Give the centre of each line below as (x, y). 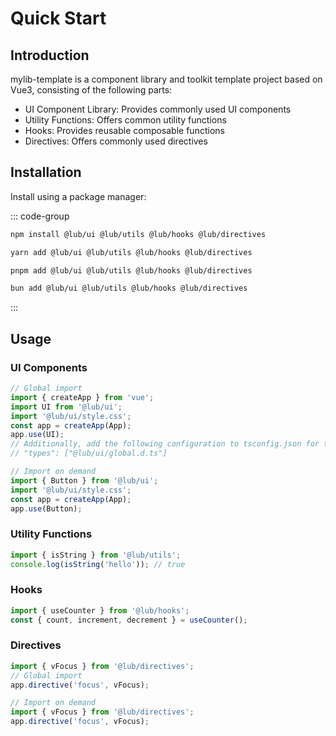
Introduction (50, 55)
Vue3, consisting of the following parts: (91, 90)
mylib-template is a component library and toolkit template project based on (166, 79)
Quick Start (58, 18)
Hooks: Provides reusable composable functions (124, 130)
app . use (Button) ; (46, 508)
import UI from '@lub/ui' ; (66, 407)
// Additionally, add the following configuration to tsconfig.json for (165, 444)
